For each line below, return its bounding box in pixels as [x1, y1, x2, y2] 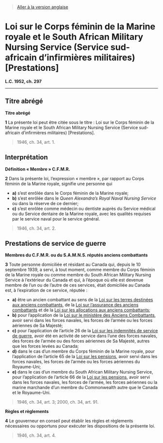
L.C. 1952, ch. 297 [5, 78, 42, 84]
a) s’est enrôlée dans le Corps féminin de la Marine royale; [12, 190, 129, 196]
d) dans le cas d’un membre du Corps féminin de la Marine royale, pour [12, 348, 155, 354]
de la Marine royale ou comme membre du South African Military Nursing [5, 272, 151, 278]
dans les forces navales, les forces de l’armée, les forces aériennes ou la [12, 379, 158, 385]
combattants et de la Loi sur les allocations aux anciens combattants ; [12, 307, 150, 313]
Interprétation [5, 153, 48, 162]
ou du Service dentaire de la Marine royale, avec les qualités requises [12, 211, 151, 217]
